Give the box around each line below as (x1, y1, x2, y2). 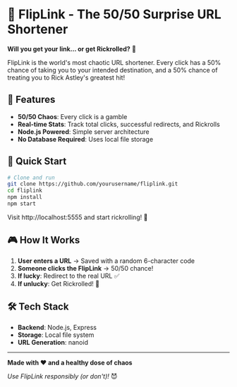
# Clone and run (7, 174, 55, 181)
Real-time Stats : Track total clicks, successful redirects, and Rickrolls (17, 120, 220, 128)
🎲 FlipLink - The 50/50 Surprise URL (7, 6, 222, 23)
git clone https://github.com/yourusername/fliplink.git (7, 180, 178, 188)
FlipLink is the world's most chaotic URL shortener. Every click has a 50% (7, 58, 221, 66)
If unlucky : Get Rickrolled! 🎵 (17, 279, 100, 288)
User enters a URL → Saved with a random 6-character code (17, 257, 195, 265)
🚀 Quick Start (7, 155, 67, 168)
